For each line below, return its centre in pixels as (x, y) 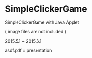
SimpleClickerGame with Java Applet (42, 22)
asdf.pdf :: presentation (28, 50)
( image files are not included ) (36, 31)
